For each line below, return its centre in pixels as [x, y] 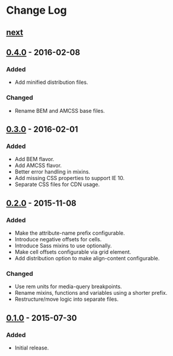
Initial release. [32, 348]
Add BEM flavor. [34, 159]
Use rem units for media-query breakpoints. [68, 286]
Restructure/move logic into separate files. [66, 299]
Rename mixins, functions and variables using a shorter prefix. [91, 293]
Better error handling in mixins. [52, 172]
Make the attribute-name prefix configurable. [70, 233]
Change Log [36, 10]
